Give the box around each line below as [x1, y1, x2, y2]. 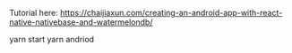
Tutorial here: [9, 8, 58, 18]
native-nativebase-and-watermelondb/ [9, 17, 153, 27]
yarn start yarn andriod [9, 34, 95, 44]
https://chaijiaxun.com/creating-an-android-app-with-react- [59, 8, 283, 18]
